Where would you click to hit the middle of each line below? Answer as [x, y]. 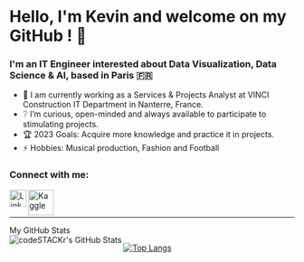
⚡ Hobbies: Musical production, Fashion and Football [121, 148]
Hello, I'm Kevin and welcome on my [148, 17]
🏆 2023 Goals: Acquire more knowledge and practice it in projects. [148, 135]
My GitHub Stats [40, 230]
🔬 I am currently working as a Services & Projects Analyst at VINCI [146, 95]
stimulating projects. [61, 125]
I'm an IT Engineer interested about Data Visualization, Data [143, 64]
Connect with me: [49, 175]
